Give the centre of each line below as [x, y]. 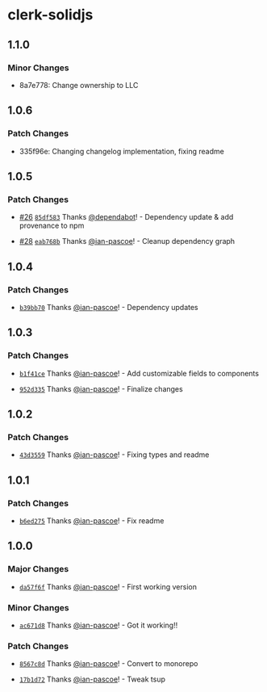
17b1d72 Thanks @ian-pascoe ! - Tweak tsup [92, 679]
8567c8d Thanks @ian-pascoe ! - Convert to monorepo [108, 664]
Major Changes [38, 569]
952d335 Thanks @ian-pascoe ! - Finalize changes [101, 388]
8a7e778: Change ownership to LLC [79, 85]
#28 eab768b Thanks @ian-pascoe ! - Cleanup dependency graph [127, 241]
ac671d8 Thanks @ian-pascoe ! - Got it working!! [98, 625]
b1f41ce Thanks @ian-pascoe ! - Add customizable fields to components [139, 373]
